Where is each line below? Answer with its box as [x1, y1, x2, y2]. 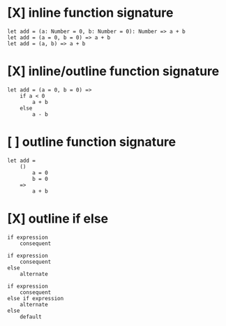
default [20, 313, 42, 320]
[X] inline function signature [7, 5, 174, 21]
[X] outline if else [7, 211, 109, 226]
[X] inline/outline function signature [7, 64, 220, 80]
